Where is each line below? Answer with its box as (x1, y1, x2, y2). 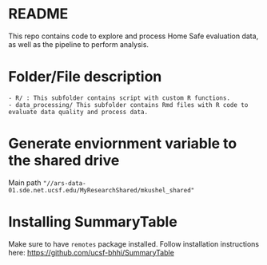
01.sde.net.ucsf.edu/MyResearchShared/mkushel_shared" (8, 186, 195, 194)
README (8, 5, 69, 23)
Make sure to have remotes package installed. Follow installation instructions (8, 239, 260, 248)
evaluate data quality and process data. (8, 108, 149, 116)
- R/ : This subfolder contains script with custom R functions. (8, 93, 230, 102)
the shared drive (8, 152, 120, 170)
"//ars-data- (42, 179, 86, 188)
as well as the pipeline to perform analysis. (8, 39, 149, 49)
